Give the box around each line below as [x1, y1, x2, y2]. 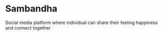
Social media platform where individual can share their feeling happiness [5, 19, 158, 25]
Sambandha [5, 3, 58, 14]
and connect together [5, 24, 51, 30]
